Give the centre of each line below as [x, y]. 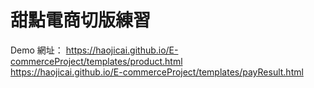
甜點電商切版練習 [81, 20]
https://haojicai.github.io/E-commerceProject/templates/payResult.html [157, 72]
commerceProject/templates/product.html [96, 61]
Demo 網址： [37, 50]
